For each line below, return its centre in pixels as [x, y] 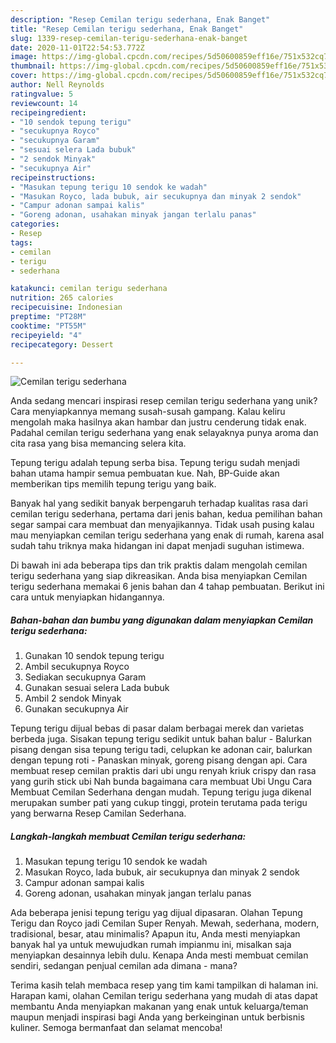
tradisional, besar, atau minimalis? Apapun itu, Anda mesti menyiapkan [155, 934]
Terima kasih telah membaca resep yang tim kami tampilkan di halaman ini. [164, 985]
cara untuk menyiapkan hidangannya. [87, 597]
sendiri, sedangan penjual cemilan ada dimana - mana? [124, 966]
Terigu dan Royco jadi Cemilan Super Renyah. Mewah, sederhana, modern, [165, 923]
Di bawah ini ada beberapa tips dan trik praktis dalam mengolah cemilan [159, 565]
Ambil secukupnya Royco [77, 667]
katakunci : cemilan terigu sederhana [89, 289]
